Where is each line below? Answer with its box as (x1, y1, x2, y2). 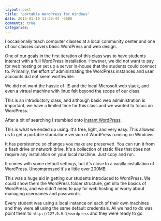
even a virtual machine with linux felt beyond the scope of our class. (5, 88, 141, 94)
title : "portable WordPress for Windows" (5, 12, 90, 16)
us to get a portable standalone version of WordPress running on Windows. (5, 132, 155, 138)
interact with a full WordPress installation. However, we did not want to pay (5, 58, 154, 64)
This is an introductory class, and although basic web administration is (5, 97, 146, 103)
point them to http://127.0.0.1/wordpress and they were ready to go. (5, 210, 144, 216)
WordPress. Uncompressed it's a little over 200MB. (5, 166, 107, 172)
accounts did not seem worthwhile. (5, 74, 75, 79)
